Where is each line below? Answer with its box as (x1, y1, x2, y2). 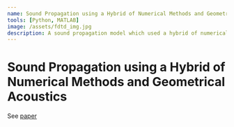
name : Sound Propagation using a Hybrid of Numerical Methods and (7, 10, 204, 17)
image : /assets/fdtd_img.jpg (7, 23, 92, 30)
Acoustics (7, 89, 68, 105)
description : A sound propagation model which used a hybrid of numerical (7, 29, 229, 37)
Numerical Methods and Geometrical (7, 74, 226, 90)
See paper (7, 112, 37, 120)
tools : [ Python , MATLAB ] (7, 17, 79, 24)
